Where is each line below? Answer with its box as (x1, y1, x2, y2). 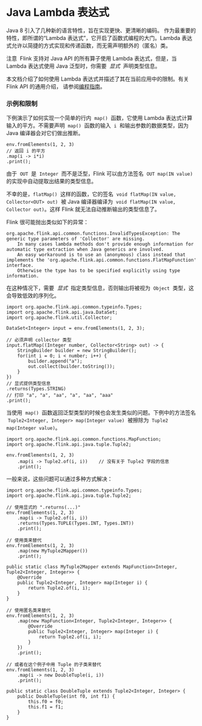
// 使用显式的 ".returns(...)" (6, 504, 81, 511)
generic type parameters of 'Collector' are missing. (6, 236, 146, 242)
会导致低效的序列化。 (6, 292, 59, 299)
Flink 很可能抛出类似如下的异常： (6, 219, 89, 226)
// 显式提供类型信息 (6, 381, 51, 387)
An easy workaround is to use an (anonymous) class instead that (17, 252, 186, 258)
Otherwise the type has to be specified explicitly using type (17, 268, 181, 274)
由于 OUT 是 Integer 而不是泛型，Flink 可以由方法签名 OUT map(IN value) (6, 170, 193, 178)
